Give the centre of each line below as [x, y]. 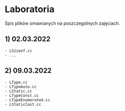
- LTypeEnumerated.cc [28, 100]
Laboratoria [30, 9]
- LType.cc [16, 82]
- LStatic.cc [18, 91]
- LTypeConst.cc [22, 95]
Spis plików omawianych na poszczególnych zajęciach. [62, 23]
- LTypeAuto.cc [21, 87]
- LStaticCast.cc [23, 104]
